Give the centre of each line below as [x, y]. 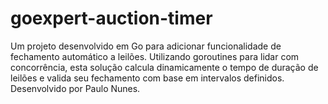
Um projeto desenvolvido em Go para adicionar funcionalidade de [146, 46]
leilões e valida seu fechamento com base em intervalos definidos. [147, 78]
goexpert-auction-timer [111, 18]
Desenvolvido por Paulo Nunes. [75, 88]
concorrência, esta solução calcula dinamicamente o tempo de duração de [164, 67]
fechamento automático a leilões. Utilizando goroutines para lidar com [155, 56]
